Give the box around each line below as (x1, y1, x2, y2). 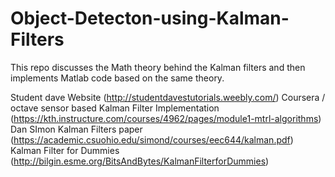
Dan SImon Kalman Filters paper (10, 123, 143, 135)
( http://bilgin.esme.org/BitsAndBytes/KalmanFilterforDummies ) (10, 155, 270, 167)
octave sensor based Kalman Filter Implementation (10, 102, 220, 114)
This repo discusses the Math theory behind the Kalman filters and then (10, 61, 306, 73)
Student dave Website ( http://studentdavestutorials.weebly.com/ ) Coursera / (10, 91, 326, 103)
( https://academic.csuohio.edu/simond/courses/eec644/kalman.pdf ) (10, 133, 294, 146)
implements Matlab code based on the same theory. (10, 72, 225, 84)
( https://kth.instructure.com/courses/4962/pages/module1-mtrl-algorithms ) (10, 112, 322, 124)
